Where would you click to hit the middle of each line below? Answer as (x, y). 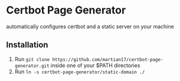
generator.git (32, 66)
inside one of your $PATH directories (95, 65)
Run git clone (32, 59)
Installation (27, 45)
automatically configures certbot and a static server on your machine (90, 26)
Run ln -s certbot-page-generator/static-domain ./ (80, 72)
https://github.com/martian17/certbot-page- (108, 59)
